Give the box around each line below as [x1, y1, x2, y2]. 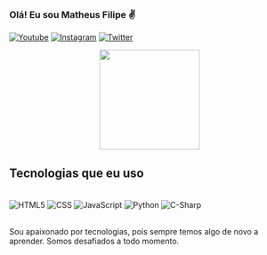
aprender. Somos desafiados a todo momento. [9, 235, 180, 246]
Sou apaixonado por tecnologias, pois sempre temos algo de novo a [9, 226, 259, 236]
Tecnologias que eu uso [9, 165, 144, 180]
